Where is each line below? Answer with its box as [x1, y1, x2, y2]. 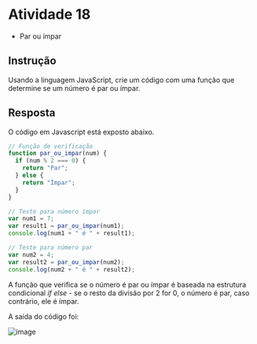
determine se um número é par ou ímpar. [8, 83, 141, 93]
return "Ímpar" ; [22, 178, 76, 186]
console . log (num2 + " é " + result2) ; [8, 265, 135, 273]
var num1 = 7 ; [8, 214, 55, 223]
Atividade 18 [8, 5, 91, 24]
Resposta [8, 106, 56, 119]
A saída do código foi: [8, 312, 79, 321]
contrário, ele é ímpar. [8, 296, 79, 306]
